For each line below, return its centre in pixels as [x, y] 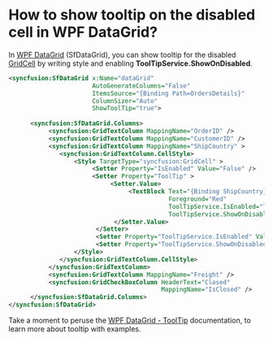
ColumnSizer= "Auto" [125, 101]
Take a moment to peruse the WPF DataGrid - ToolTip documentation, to [130, 320]
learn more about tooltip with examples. [75, 329]
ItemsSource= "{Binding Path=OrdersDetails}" [169, 93]
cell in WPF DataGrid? [83, 32]
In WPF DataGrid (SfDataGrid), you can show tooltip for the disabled [122, 54]
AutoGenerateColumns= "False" [141, 86]
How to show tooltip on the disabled [132, 15]
